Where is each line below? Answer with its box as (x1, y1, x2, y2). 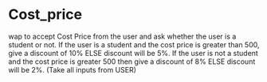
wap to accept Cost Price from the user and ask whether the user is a (8, 32, 237, 41)
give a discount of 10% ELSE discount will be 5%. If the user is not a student (8, 48, 259, 58)
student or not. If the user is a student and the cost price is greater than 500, (8, 39, 261, 49)
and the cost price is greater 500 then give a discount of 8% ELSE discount (8, 57, 256, 66)
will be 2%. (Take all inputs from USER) (8, 65, 137, 74)
